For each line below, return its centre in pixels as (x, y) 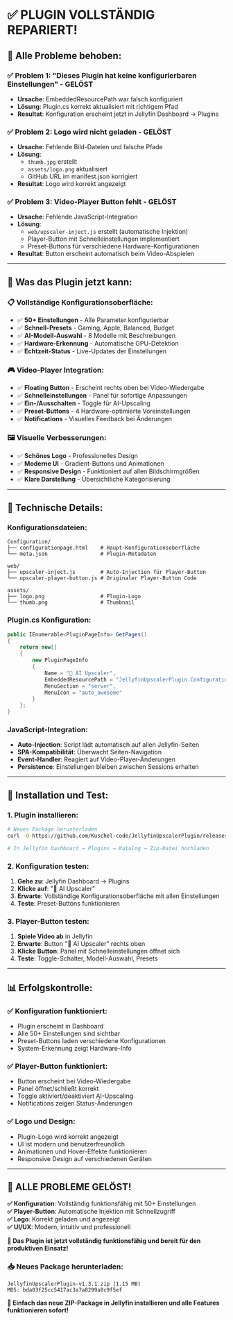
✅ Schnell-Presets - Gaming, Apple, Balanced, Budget (96, 328)
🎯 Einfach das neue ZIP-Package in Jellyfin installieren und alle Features (113, 1303)
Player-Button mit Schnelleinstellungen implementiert (103, 239)
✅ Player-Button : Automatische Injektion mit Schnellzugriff (91, 1212)
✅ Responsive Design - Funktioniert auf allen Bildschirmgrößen (108, 471)
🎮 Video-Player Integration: (55, 370)
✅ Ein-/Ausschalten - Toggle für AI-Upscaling (84, 403)
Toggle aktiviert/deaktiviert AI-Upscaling (75, 1096)
